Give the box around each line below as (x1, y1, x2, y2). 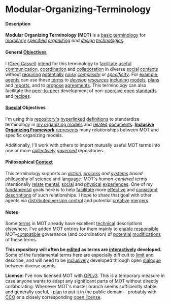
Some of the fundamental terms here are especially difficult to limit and (5, 252, 154, 258)
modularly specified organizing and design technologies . (5, 37, 124, 44)
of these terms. (5, 237, 37, 243)
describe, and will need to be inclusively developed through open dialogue (5, 257, 161, 263)
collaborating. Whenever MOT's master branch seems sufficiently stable (5, 284, 157, 290)
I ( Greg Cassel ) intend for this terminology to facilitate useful (5, 60, 132, 67)
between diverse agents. (5, 263, 57, 269)
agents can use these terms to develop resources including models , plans (5, 76, 160, 82)
